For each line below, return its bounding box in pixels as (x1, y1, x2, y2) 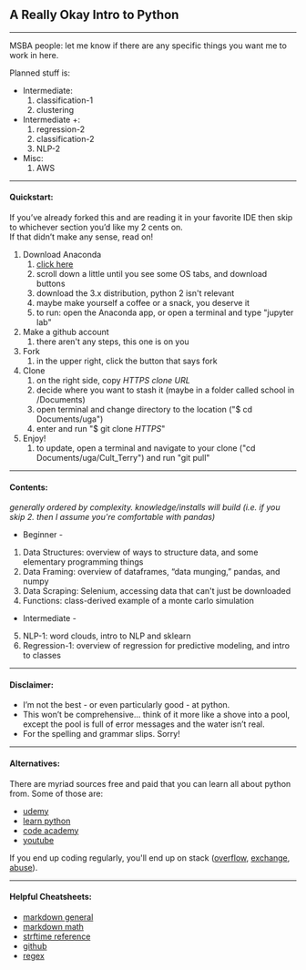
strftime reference (22, 931, 91, 942)
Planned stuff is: (9, 67, 71, 78)
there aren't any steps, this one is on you (36, 336, 189, 347)
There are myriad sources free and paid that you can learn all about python (9, 778, 291, 789)
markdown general (22, 911, 94, 923)
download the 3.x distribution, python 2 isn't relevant (36, 288, 235, 299)
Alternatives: (9, 758, 61, 769)
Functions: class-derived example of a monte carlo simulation (22, 596, 255, 607)
